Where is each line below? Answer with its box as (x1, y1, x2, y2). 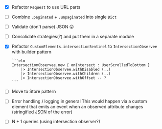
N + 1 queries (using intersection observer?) (11, 119, 101, 125)
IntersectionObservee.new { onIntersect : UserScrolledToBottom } (11, 63, 150, 68)
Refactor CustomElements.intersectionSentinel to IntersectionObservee (11, 44, 158, 50)
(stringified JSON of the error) (11, 109, 73, 115)
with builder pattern (11, 49, 52, 55)
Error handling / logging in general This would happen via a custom (11, 98, 147, 104)
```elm (11, 58, 25, 63)
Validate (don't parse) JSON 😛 (11, 24, 74, 30)
